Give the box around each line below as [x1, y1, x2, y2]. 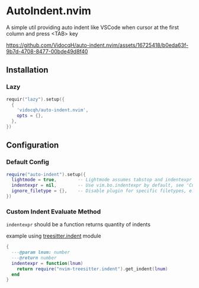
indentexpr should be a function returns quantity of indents [6, 221, 151, 228]
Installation [6, 65, 49, 75]
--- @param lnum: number [11, 249, 70, 255]
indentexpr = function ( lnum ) [11, 260, 84, 266]
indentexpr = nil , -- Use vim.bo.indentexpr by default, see [11, 183, 184, 188]
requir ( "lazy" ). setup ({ [6, 96, 65, 102]
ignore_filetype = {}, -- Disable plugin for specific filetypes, [11, 188, 187, 194]
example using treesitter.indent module [6, 232, 102, 239]
